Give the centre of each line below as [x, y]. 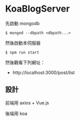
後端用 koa [16, 113]
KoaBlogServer [37, 9]
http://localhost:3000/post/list [44, 72]
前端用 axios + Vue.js [27, 103]
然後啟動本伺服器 [23, 43]
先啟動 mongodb [22, 23]
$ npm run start [22, 52]
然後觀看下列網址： [25, 62]
